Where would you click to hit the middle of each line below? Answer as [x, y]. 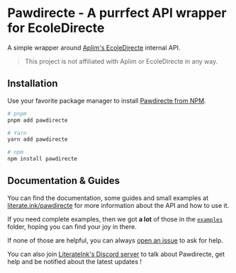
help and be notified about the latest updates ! [75, 261]
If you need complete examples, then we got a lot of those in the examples [115, 219]
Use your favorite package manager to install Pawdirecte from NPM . [107, 100]
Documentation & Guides [64, 181]
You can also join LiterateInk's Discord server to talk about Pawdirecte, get [116, 254]
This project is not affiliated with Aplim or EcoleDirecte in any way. [121, 61]
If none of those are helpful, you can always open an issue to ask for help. [115, 240]
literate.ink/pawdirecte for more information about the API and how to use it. [118, 205]
